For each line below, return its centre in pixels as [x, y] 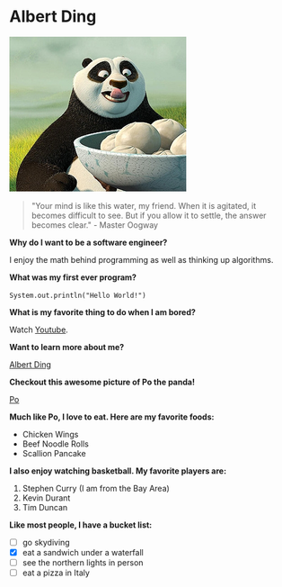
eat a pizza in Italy [56, 573]
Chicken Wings [50, 434]
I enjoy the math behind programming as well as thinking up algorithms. [141, 259]
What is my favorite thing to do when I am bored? [102, 312]
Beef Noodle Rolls [56, 444]
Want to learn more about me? [67, 347]
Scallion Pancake [54, 453]
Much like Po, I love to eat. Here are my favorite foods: [112, 417]
